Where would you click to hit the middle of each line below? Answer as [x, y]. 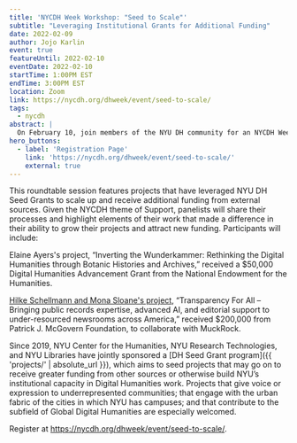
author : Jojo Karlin [47, 42]
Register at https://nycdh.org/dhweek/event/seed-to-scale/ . [118, 429]
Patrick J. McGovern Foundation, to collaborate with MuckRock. [125, 329]
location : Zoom [37, 91]
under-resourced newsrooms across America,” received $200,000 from [140, 319]
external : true [53, 166]
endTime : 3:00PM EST [47, 83]
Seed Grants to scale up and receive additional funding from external [135, 200]
